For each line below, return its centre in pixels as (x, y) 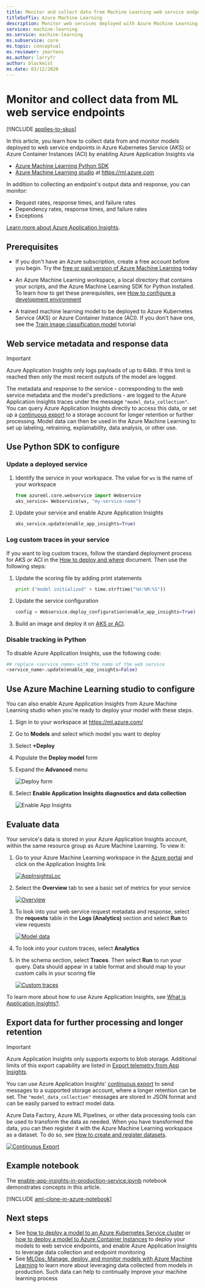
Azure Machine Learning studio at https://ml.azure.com (85, 173)
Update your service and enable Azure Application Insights (89, 513)
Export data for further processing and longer (95, 1022)
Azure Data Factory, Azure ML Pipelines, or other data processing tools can (101, 1115)
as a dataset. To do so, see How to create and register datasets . (87, 1134)
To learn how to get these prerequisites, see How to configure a (95, 293)
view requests (33, 924)
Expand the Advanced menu (51, 770)
